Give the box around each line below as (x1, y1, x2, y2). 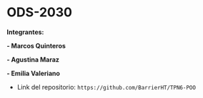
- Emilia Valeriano (6, 69, 60, 77)
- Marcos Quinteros (6, 41, 66, 50)
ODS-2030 (6, 4, 73, 21)
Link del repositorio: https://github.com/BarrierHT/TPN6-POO (16, 82, 196, 91)
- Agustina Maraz (6, 55, 60, 64)
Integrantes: (6, 28, 44, 36)
